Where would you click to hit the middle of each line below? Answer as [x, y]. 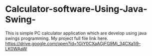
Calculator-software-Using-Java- [76, 9]
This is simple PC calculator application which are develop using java [76, 33]
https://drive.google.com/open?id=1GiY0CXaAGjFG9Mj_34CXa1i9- [73, 43]
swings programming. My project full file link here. [57, 38]
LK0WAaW [16, 49]
